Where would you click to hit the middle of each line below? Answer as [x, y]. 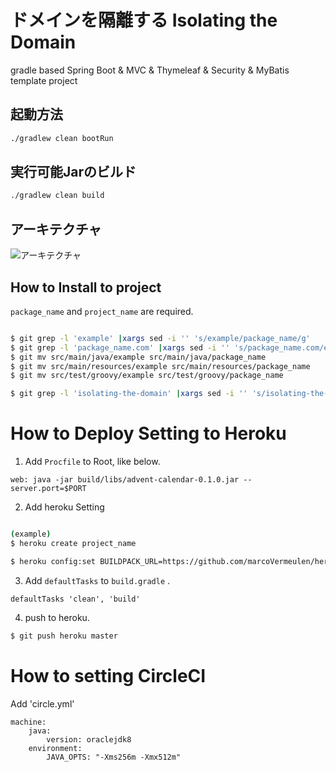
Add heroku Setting [64, 507]
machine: [28, 722]
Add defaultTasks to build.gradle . [97, 580]
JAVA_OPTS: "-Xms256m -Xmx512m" [114, 757]
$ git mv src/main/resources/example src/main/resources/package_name [160, 366]
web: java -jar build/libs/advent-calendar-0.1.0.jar [125, 480]
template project [44, 80]
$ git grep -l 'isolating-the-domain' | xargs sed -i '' [129, 394]
